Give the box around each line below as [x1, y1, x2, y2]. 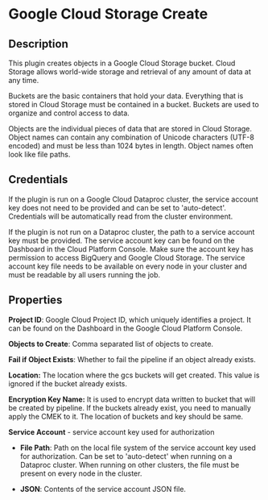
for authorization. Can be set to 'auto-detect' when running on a [19, 451, 233, 460]
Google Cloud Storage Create [8, 5, 208, 23]
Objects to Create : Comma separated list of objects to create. [8, 339, 214, 348]
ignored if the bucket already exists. [8, 378, 127, 388]
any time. [8, 76, 39, 85]
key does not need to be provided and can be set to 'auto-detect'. [8, 202, 227, 212]
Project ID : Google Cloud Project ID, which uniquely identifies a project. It [8, 315, 252, 324]
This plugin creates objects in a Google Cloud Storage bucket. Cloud [8, 58, 236, 68]
